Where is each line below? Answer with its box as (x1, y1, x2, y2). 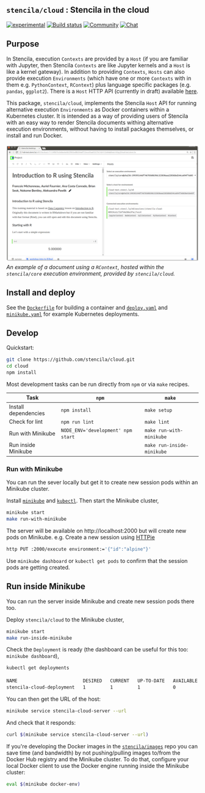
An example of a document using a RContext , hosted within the (6, 263, 165, 270)
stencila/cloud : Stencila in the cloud (6, 5, 149, 15)
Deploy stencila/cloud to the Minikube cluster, (6, 616, 124, 623)
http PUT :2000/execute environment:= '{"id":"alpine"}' (6, 546, 151, 552)
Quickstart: (6, 344, 35, 352)
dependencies (9, 409, 45, 417)
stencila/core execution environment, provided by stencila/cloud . (6, 270, 175, 277)
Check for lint (9, 418, 43, 425)
